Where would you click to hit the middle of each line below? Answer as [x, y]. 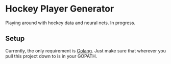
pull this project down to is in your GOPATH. [51, 56]
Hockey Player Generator [60, 9]
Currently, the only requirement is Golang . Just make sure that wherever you [86, 50]
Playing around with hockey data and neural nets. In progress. [70, 23]
